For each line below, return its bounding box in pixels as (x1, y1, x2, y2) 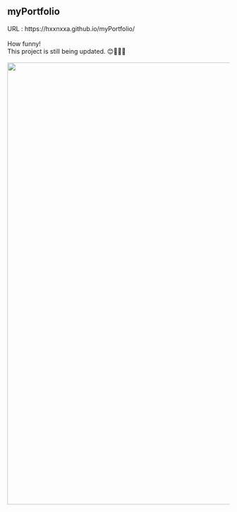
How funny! (7, 39, 41, 48)
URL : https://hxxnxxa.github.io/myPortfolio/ (7, 24, 135, 33)
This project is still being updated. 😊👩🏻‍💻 (7, 47, 126, 55)
